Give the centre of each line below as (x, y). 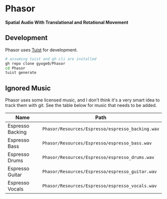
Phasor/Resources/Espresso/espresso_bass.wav (97, 143)
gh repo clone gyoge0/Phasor (35, 63)
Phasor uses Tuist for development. (42, 50)
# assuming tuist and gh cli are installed (51, 59)
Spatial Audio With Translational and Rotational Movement (67, 22)
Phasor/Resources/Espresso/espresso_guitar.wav (99, 172)
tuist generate (21, 73)
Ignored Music (28, 88)
